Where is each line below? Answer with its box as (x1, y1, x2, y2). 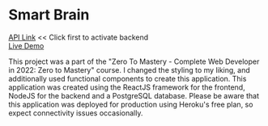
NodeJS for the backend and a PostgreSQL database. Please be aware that (8, 90, 259, 100)
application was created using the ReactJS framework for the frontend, (8, 82, 245, 92)
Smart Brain (8, 6, 90, 24)
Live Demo (8, 40, 45, 50)
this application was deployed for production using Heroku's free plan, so (8, 99, 253, 109)
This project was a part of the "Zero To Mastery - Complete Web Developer (8, 57, 260, 66)
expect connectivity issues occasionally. (8, 107, 143, 118)
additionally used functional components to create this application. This (8, 73, 247, 83)
